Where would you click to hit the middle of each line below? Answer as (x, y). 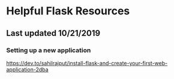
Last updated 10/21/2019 (53, 33)
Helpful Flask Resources (68, 11)
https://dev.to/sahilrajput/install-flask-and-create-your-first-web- (87, 63)
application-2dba (28, 69)
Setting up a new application (49, 50)
